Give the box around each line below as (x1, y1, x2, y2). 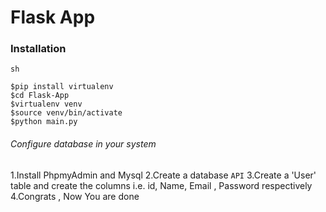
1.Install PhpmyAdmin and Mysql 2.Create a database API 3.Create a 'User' (10, 169, 317, 181)
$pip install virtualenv (10, 82, 114, 92)
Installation (10, 42, 67, 56)
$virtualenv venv (10, 99, 83, 110)
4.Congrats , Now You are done (10, 190, 140, 202)
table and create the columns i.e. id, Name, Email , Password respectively (10, 179, 313, 191)
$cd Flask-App (10, 91, 70, 101)
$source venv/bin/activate (10, 108, 123, 118)
